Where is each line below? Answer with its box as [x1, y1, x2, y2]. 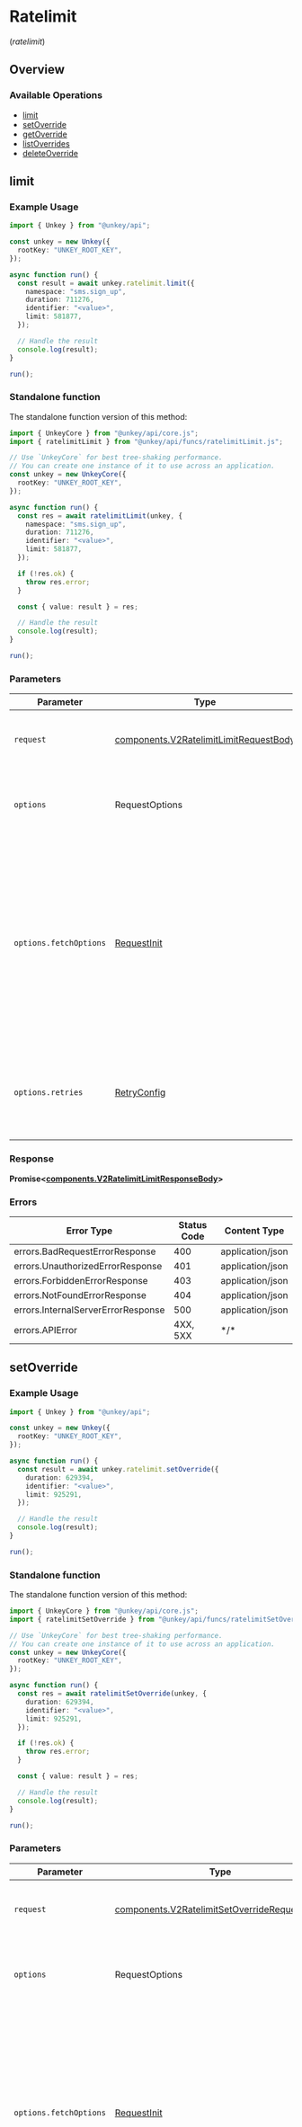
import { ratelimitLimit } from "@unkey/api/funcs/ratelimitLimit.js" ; [9, 437, 283, 446]
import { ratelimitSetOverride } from [9, 1615, 155, 1624]
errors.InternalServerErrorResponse [13, 1304, 165, 1316]
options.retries [13, 1088, 84, 1098]
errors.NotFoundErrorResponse [13, 1288, 147, 1301]
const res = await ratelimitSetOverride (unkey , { [17, 1689, 207, 1698]
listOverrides [22, 138, 70, 149]
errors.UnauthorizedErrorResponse [13, 1259, 163, 1272]
